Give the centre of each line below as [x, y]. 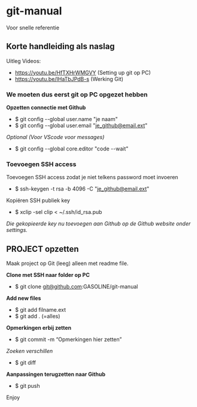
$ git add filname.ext [40, 310]
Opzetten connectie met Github [46, 108]
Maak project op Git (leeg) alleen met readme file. [67, 263]
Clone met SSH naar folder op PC [48, 275]
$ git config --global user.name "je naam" [66, 119]
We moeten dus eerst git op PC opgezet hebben [77, 94]
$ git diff [25, 363]
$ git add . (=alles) [37, 316]
